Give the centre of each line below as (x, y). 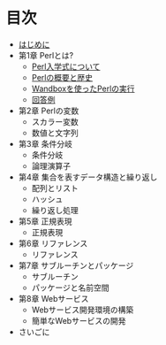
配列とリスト (55, 188)
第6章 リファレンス (53, 243)
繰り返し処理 (55, 210)
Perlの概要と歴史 (62, 77)
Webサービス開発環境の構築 (83, 310)
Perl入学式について (66, 66)
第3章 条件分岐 (45, 143)
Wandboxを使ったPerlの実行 (83, 88)
